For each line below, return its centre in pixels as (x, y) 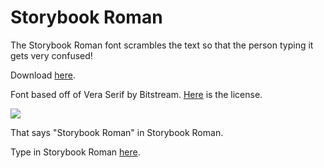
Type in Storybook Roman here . (75, 152)
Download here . (43, 75)
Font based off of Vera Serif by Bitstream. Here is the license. (136, 94)
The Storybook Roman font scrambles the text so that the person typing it (162, 45)
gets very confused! (51, 55)
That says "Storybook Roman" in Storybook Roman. (117, 132)
